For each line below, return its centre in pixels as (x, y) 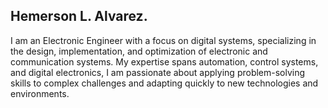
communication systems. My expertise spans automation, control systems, (164, 61)
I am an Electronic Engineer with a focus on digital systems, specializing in (163, 40)
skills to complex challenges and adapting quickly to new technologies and (164, 83)
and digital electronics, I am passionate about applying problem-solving (158, 72)
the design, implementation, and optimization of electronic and (139, 51)
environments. (40, 93)
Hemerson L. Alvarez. (79, 16)
